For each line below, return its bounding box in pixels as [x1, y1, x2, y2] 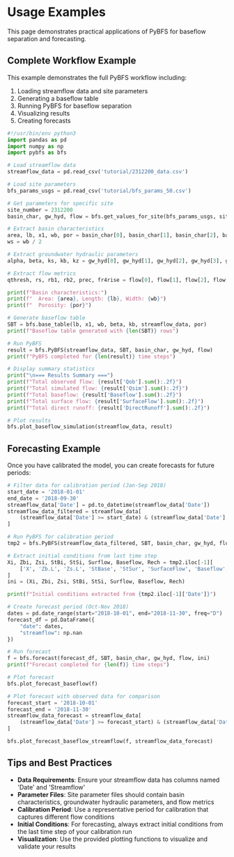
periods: [7, 469, 31, 477]
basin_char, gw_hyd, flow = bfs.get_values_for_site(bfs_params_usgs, [7, 213, 217, 220]
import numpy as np [7, 143, 64, 150]
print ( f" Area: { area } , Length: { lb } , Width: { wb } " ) [7, 295, 167, 303]
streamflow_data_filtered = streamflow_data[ [7, 508, 141, 515]
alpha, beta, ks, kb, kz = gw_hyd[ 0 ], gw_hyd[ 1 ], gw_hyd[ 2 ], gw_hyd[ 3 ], [7, 257, 223, 265]
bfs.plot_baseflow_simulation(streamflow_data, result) [7, 423, 173, 430]
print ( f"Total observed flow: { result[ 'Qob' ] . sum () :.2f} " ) [7, 379, 182, 386]
